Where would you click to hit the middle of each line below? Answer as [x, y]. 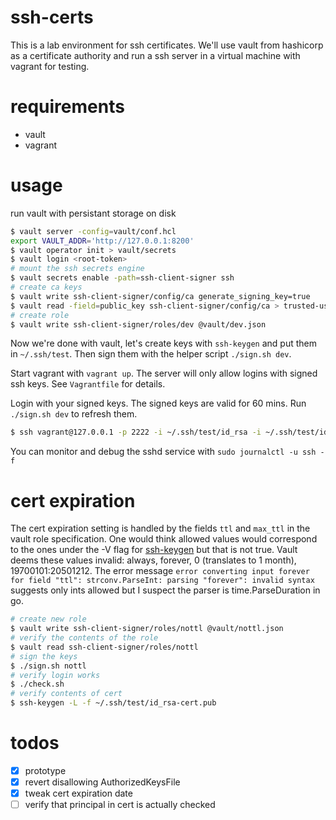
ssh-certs [52, 17]
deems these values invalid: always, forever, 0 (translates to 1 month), [153, 560]
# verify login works [55, 675]
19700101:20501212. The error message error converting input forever [160, 571]
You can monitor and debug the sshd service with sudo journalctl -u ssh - [167, 452]
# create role [40, 315]
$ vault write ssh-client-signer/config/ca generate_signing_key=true [160, 296]
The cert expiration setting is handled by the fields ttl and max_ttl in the [160, 528]
